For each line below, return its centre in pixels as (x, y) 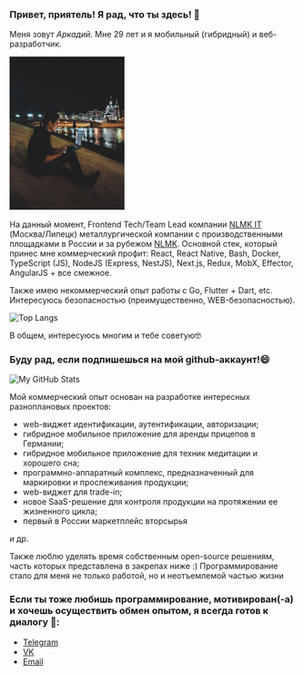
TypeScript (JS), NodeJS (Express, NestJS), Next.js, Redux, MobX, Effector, (152, 263)
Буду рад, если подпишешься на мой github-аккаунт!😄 (140, 359)
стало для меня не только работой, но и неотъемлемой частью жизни (147, 576)
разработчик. (35, 44)
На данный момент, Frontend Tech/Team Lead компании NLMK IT (136, 225)
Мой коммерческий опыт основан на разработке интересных (130, 397)
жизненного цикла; (60, 511)
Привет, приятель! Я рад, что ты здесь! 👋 (105, 15)
